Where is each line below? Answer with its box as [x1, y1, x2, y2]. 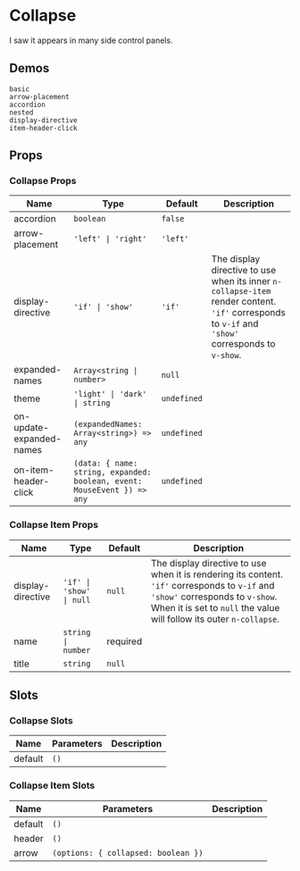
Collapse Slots [9, 715, 73, 727]
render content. [211, 296, 277, 308]
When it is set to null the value [150, 601, 280, 614]
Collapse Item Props [9, 519, 99, 532]
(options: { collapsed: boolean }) [52, 848, 204, 858]
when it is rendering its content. [150, 568, 283, 581]
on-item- [13, 464, 55, 476]
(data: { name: [73, 458, 138, 469]
